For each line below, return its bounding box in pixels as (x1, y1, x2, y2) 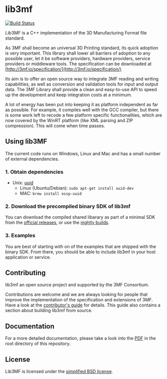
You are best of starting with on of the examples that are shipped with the (5, 243, 156, 249)
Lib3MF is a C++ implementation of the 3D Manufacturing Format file (5, 30, 147, 36)
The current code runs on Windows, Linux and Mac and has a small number (5, 150, 161, 156)
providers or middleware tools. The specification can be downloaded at (5, 61, 152, 67)
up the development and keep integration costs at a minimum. (5, 92, 132, 98)
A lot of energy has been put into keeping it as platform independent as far (5, 101, 159, 107)
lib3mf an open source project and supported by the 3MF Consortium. (5, 282, 150, 288)
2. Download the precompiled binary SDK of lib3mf (5, 203, 131, 210)
